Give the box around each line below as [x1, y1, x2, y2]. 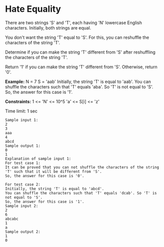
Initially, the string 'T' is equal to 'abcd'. [5, 186, 105, 191]
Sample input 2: [5, 203, 38, 208]
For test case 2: [5, 182, 41, 187]
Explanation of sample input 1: [5, 156, 71, 161]
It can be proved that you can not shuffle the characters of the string [5, 165, 160, 170]
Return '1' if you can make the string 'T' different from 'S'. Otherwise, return [5, 64, 158, 70]
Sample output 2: [5, 229, 41, 234]
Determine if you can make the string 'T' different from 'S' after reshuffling [5, 49, 156, 55]
